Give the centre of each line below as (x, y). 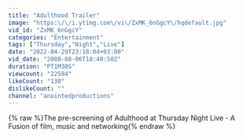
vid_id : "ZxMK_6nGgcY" (45, 30)
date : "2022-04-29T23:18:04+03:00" (66, 52)
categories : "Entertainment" (56, 37)
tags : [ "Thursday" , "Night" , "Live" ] (66, 45)
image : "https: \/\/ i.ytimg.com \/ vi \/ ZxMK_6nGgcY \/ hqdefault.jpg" (117, 23)
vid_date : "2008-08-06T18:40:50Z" (65, 60)
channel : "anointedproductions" (61, 96)
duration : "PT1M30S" (42, 67)
